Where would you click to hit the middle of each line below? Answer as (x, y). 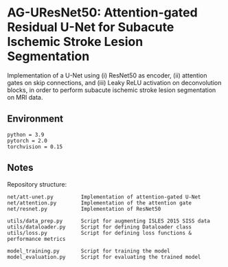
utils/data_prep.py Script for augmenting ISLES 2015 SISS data (109, 221)
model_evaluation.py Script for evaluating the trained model (104, 257)
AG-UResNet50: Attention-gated (102, 13)
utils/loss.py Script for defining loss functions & (100, 233)
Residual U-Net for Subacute (91, 27)
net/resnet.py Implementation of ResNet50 (84, 209)
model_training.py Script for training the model (89, 251)
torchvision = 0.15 (35, 147)
